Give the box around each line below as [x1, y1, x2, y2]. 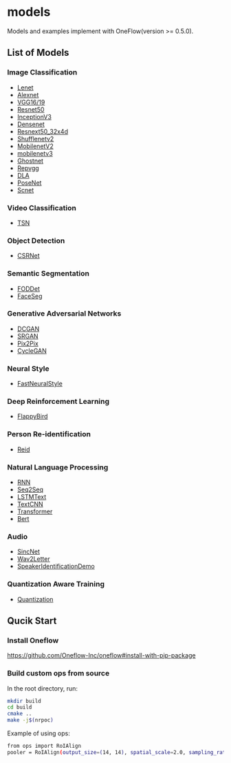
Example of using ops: [7, 729, 71, 737]
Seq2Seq [16, 485, 43, 494]
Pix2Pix [16, 339, 39, 347]
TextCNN [16, 500, 43, 508]
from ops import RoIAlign [7, 742, 81, 750]
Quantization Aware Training [7, 580, 105, 589]
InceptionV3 [16, 112, 52, 121]
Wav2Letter [16, 555, 50, 563]
